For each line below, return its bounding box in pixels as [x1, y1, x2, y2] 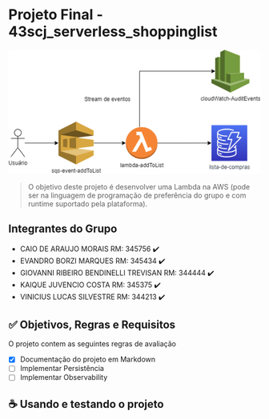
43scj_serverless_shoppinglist [8, 22, 218, 41]
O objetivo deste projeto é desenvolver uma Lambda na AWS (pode [27, 182, 251, 191]
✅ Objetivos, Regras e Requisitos [8, 317, 176, 331]
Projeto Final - [8, 6, 104, 24]
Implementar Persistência [19, 364, 104, 373]
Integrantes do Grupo [8, 222, 118, 236]
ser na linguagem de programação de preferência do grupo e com [27, 190, 247, 200]
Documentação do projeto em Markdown [19, 354, 156, 365]
